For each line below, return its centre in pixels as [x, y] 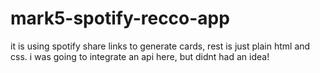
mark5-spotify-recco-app [120, 18]
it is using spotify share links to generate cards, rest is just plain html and [160, 46]
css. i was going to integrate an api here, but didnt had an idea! [140, 56]
